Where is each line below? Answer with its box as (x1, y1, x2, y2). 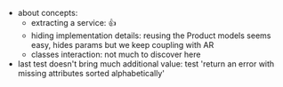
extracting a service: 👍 (30, 18, 117, 28)
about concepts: (17, 8, 78, 18)
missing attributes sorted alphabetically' (17, 68, 165, 78)
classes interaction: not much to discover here (30, 49, 201, 59)
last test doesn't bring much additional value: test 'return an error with (17, 59, 275, 69)
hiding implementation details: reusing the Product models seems (30, 30, 271, 41)
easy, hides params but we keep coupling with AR (30, 40, 214, 50)
